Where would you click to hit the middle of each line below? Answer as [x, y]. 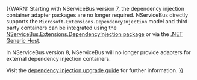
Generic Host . [23, 41]
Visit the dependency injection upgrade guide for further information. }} [95, 70]
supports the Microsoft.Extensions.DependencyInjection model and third [97, 21]
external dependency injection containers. [59, 59]
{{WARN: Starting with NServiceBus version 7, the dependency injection [95, 9]
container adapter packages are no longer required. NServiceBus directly [97, 15]
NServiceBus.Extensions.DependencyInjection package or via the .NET [95, 34]
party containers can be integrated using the [62, 28]
